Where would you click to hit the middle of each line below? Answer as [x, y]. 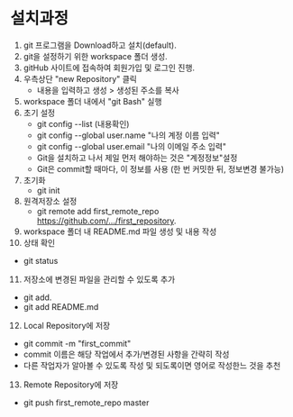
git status [41, 260]
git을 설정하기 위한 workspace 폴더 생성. [95, 56]
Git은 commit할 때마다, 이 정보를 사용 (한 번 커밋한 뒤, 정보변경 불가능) [160, 168]
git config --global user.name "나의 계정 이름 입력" [128, 135]
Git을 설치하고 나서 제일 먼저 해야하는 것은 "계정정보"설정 [137, 158]
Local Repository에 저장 [67, 325]
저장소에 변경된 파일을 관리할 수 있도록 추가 [99, 279]
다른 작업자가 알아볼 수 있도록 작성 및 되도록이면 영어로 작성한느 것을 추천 [152, 365]
